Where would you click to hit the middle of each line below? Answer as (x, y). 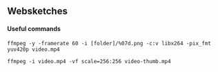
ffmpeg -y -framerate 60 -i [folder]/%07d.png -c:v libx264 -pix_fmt (109, 43)
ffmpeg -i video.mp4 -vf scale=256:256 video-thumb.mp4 (89, 61)
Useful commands (34, 28)
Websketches (37, 11)
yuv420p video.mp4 (33, 49)
